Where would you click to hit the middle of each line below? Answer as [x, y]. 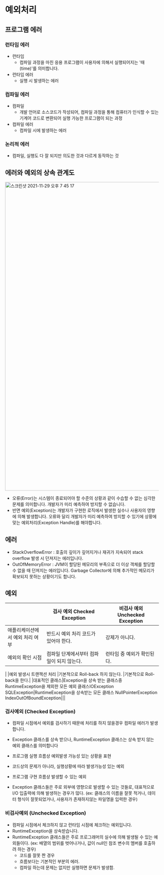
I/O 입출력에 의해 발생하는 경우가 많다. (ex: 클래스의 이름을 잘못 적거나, [79, 793]
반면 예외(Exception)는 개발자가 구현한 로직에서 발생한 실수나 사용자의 [79, 510]
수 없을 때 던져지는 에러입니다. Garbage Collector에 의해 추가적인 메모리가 [83, 570]
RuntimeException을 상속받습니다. [45, 831]
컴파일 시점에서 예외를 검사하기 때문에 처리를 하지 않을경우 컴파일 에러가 [81, 723]
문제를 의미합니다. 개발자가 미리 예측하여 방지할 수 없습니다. [69, 504]
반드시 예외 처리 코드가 [71, 633]
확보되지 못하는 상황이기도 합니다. [44, 577]
